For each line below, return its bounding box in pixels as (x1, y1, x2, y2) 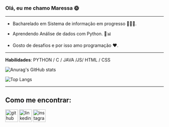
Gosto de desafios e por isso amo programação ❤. (12, 42, 119, 48)
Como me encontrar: (5, 96, 71, 104)
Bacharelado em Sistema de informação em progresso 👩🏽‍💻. (12, 21, 137, 27)
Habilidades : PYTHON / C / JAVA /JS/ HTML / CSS (5, 57, 111, 63)
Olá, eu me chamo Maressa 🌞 (5, 5, 79, 12)
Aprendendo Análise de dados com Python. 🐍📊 (12, 31, 112, 37)
